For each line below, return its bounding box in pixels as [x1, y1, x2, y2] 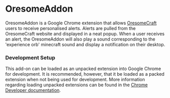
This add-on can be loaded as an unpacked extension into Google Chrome [5, 66, 161, 72]
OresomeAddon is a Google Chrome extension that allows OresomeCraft [5, 20, 157, 26]
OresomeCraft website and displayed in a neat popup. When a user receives [5, 30, 165, 37]
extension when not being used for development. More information [5, 77, 146, 83]
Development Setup [5, 54, 55, 61]
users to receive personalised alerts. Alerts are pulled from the [5, 25, 136, 31]
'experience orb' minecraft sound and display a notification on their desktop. [5, 41, 165, 47]
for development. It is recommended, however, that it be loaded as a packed [5, 71, 165, 77]
